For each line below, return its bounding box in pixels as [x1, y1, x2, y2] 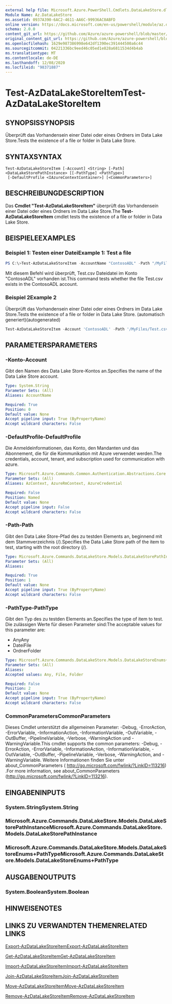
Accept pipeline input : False [5, 504, 70, 509]
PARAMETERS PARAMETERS [5, 340, 98, 350]
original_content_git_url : [5, 36, 63, 42]
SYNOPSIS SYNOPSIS [5, 118, 75, 127]
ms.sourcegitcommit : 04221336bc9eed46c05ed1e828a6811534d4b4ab [5, 46, 143, 51]
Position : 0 [5, 407, 31, 412]
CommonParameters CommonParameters [5, 713, 111, 720]
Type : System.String [5, 384, 50, 389]
